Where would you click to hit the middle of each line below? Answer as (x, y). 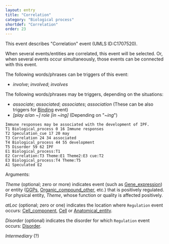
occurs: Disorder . (23, 226)
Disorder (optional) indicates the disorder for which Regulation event (78, 220)
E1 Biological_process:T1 (33, 152)
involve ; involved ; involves (40, 85)
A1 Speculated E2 (24, 165)
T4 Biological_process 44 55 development (50, 143)
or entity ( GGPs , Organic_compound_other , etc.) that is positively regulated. (85, 190)
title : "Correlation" (28, 15)
